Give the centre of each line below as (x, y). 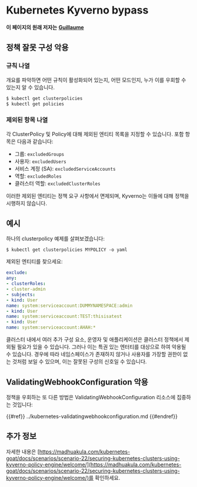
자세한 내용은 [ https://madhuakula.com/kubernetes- (68, 452)
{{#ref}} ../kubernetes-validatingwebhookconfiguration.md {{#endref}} (92, 416)
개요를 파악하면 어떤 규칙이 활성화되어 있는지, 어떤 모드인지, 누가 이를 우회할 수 (96, 79)
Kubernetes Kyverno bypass (77, 10)
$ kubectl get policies (35, 104)
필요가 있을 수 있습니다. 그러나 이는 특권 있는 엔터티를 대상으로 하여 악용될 (101, 347)
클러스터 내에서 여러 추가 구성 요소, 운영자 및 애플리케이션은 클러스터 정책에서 (95, 340)
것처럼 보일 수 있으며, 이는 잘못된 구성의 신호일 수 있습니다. (79, 362)
